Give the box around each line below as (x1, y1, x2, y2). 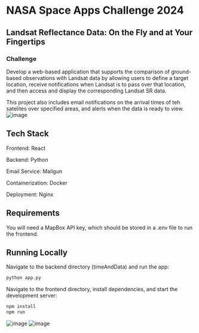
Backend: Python (6, 156, 48, 163)
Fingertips (6, 36, 46, 47)
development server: (6, 292, 57, 299)
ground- (171, 68, 191, 75)
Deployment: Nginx (6, 190, 54, 198)
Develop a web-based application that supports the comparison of (6, 68, 170, 75)
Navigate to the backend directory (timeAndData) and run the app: (6, 263, 169, 270)
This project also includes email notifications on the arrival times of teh (6, 98, 180, 106)
